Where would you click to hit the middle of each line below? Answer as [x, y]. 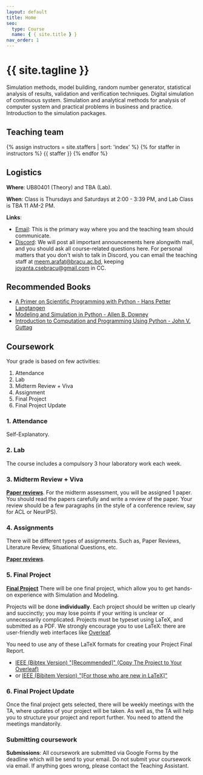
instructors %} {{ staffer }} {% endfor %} [57, 153]
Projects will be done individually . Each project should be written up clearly [101, 606]
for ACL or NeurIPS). [32, 512]
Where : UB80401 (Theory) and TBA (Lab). [59, 187]
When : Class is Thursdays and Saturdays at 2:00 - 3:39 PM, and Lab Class [100, 199]
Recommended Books [48, 287]
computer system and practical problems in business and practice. [90, 107]
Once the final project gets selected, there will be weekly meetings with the [100, 704]
